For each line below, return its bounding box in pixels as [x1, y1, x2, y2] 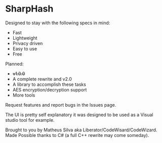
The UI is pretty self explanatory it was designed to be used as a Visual [5, 112, 153, 118]
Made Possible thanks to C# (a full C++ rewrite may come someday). [5, 132, 149, 138]
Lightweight [12, 35, 37, 41]
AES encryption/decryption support [12, 86, 87, 92]
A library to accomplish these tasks [12, 81, 86, 87]
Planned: [5, 61, 24, 67]
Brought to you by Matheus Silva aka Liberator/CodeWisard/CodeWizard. [5, 127, 157, 133]
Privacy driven [12, 40, 43, 46]
